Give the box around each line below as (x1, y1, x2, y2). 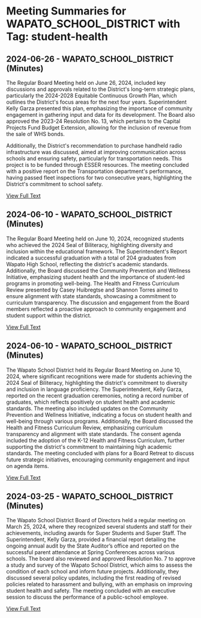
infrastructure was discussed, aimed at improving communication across (6, 149, 186, 155)
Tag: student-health (6, 30, 108, 43)
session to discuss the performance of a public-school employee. (6, 593, 169, 601)
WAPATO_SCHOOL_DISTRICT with (6, 17, 181, 31)
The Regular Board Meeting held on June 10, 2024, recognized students (6, 235, 184, 242)
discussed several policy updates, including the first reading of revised (6, 574, 181, 582)
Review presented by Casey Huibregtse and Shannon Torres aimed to (6, 286, 178, 293)
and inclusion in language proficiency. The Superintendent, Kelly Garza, (6, 385, 184, 393)
